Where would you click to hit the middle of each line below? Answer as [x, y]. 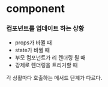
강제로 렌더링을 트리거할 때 [46, 65]
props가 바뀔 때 [33, 43]
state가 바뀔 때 [32, 50]
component [35, 9]
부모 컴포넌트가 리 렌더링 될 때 [50, 58]
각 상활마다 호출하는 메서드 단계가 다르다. [54, 78]
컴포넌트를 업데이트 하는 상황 [45, 29]
